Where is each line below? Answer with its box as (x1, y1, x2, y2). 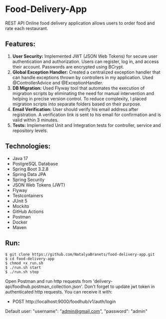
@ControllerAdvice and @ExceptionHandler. (12, 79, 103, 85)
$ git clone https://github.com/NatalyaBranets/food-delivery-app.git (5, 252, 155, 257)
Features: (5, 40, 36, 48)
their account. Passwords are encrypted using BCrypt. (12, 63, 125, 69)
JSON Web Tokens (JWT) (12, 181, 66, 188)
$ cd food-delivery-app (5, 256, 55, 261)
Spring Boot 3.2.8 (12, 166, 49, 172)
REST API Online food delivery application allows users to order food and (5, 20, 155, 26)
